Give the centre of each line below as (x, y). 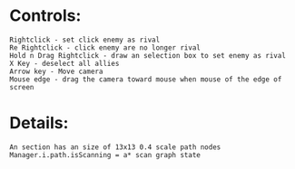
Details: (39, 123)
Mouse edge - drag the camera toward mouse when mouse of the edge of (146, 79)
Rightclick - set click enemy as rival (85, 40)
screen (22, 87)
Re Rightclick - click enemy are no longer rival (105, 47)
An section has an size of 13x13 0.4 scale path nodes (115, 147)
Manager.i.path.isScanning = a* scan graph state (105, 155)
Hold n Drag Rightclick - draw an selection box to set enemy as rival (147, 55)
